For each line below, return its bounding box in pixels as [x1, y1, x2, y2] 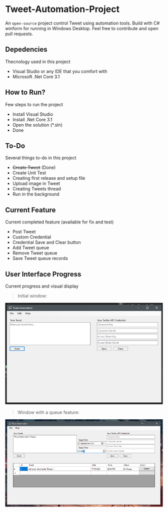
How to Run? [5, 88, 46, 97]
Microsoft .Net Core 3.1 [12, 74, 60, 80]
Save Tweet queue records [12, 255, 68, 262]
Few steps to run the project [5, 101, 63, 107]
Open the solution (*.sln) [12, 122, 62, 128]
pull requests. [5, 31, 33, 37]
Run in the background [12, 191, 59, 197]
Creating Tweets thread [12, 186, 61, 192]
